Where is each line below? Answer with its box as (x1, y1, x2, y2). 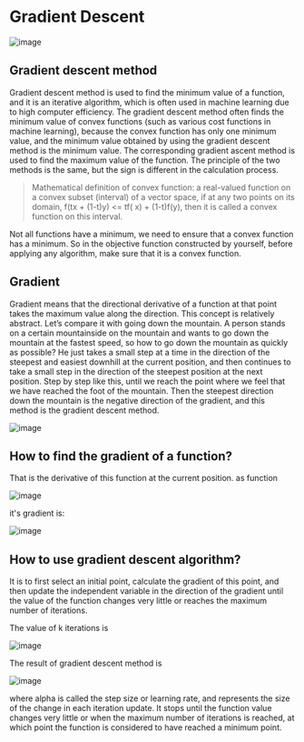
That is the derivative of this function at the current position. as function (9, 473, 279, 484)
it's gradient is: (9, 507, 65, 519)
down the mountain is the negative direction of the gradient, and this (9, 395, 266, 406)
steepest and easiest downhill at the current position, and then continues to (9, 356, 292, 367)
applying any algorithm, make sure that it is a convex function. (9, 247, 242, 258)
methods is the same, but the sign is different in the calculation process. (9, 164, 279, 175)
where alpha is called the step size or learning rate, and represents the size (9, 693, 290, 704)
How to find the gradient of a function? (9, 448, 233, 464)
